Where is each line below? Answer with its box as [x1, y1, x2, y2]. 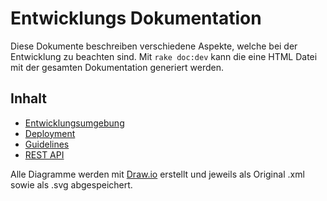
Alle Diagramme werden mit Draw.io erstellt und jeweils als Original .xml [10, 168, 305, 180]
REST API [24, 148, 65, 161]
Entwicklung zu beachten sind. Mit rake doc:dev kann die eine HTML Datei [10, 50, 318, 62]
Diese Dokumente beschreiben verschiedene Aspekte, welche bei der [10, 40, 298, 52]
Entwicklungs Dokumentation [10, 7, 262, 30]
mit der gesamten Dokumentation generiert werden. [10, 61, 225, 73]
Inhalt [10, 90, 47, 107]
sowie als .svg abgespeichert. [10, 178, 133, 191]
